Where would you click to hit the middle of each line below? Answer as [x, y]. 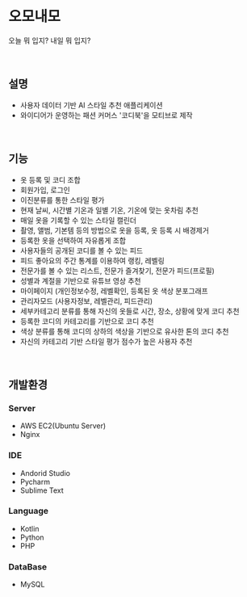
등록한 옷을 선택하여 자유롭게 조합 [73, 240]
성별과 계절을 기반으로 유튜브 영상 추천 [80, 280]
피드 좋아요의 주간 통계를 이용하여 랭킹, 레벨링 [92, 260]
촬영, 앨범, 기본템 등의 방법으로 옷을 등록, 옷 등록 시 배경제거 [115, 230]
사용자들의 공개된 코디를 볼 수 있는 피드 [82, 250]
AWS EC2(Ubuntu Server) [63, 426]
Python [32, 537]
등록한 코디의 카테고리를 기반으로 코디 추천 [87, 321]
